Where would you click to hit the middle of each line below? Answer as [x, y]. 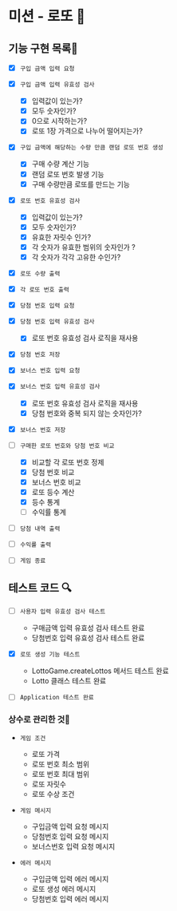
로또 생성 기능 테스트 [50, 655]
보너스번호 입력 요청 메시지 [73, 846]
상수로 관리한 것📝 [39, 719]
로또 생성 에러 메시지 [64, 889]
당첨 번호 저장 [40, 355]
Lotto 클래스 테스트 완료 [69, 681]
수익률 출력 [35, 545]
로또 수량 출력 [40, 274]
